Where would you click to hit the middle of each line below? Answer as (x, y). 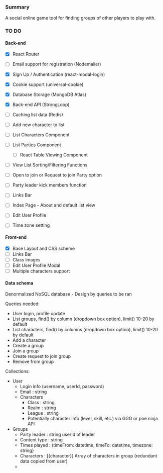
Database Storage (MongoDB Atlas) (49, 94)
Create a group (28, 346)
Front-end (16, 237)
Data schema (19, 283)
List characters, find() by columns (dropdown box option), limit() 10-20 (85, 330)
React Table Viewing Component (54, 155)
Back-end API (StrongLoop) (41, 105)
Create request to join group (42, 356)
